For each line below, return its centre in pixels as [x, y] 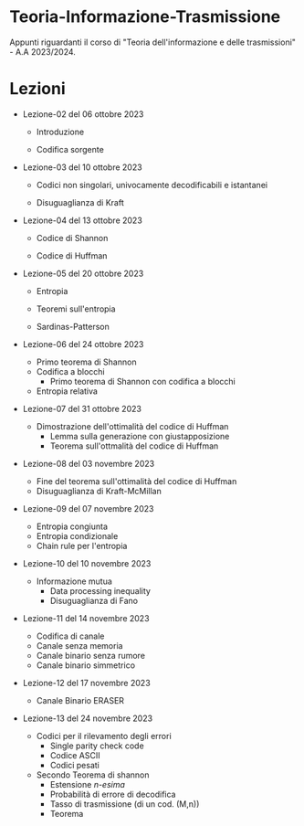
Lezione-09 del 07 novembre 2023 [88, 508]
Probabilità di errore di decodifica [113, 794]
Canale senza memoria [79, 645]
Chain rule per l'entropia [82, 545]
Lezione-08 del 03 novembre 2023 [89, 463]
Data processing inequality [100, 590]
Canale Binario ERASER [80, 700]
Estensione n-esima [88, 784]
